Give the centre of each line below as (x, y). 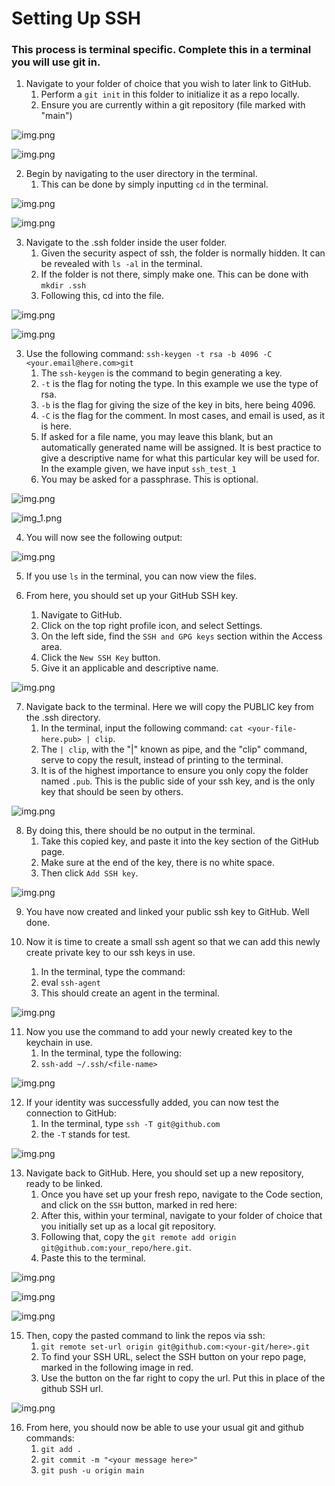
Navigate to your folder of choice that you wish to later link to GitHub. (168, 84)
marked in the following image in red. (117, 1368)
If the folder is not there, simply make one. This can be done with (174, 274)
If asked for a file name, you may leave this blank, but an (157, 437)
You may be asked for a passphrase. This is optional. (149, 479)
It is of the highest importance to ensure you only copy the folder (174, 771)
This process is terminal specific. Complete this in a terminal (161, 50)
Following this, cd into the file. (102, 296)
